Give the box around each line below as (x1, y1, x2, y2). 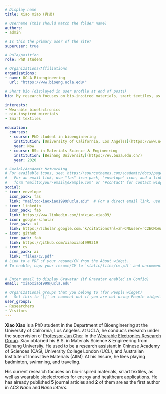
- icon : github (5, 231, 37, 236)
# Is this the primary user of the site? (5, 39, 92, 44)
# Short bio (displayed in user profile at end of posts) (5, 89, 127, 94)
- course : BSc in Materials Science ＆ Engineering (9, 148, 118, 153)
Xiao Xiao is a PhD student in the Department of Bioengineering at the (5, 322, 148, 328)
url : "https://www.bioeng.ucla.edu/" (9, 80, 87, 85)
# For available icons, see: (5, 171, 65, 176)
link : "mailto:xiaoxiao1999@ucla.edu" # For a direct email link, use (9, 199, 161, 204)
